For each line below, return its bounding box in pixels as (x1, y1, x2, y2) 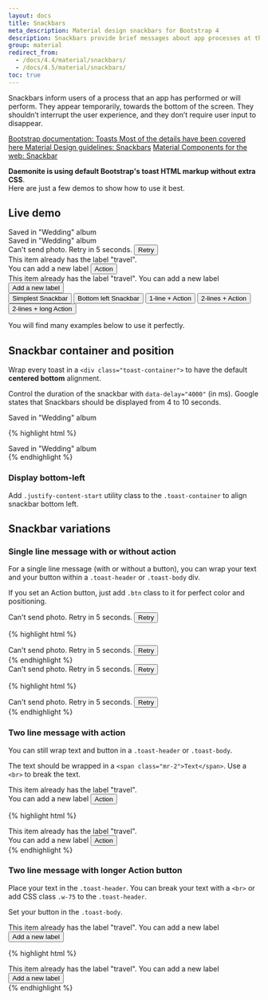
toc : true (8, 71, 41, 79)
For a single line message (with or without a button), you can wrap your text (8, 564, 257, 574)
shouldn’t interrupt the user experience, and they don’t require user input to (8, 109, 257, 120)
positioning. (8, 596, 47, 607)
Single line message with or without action (8, 546, 177, 557)
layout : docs (8, 11, 52, 20)
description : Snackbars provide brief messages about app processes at (8, 34, 251, 42)
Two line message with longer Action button (8, 865, 183, 876)
